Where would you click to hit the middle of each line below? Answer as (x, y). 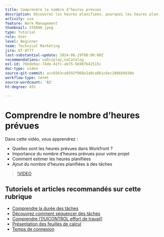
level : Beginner (21, 42)
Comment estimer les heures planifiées (51, 159)
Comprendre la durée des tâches (45, 209)
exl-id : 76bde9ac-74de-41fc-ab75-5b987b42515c (53, 64)
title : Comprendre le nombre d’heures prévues (53, 10)
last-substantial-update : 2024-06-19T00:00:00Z (54, 55)
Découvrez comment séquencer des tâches (56, 214)
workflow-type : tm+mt (27, 78)
